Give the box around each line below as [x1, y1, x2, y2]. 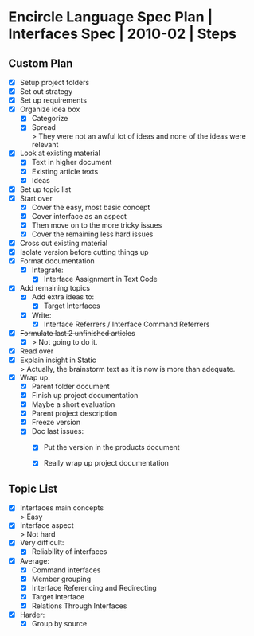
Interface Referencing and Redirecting [31, 583, 157, 592]
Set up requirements [19, 96, 88, 105]
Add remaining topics [19, 283, 90, 293]
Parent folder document [31, 381, 110, 391]
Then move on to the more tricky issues [31, 220, 162, 230]
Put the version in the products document [43, 443, 181, 452]
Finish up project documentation [31, 391, 139, 400]
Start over [19, 193, 53, 203]
